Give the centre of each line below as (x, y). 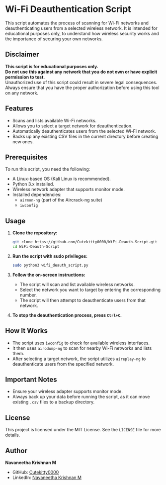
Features (19, 109)
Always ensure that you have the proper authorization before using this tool (83, 88)
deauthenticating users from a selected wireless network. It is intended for (81, 28)
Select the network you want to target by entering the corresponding (90, 290)
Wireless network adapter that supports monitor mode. (69, 190)
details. (13, 435)
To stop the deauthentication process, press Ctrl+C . (67, 315)
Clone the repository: (35, 233)
